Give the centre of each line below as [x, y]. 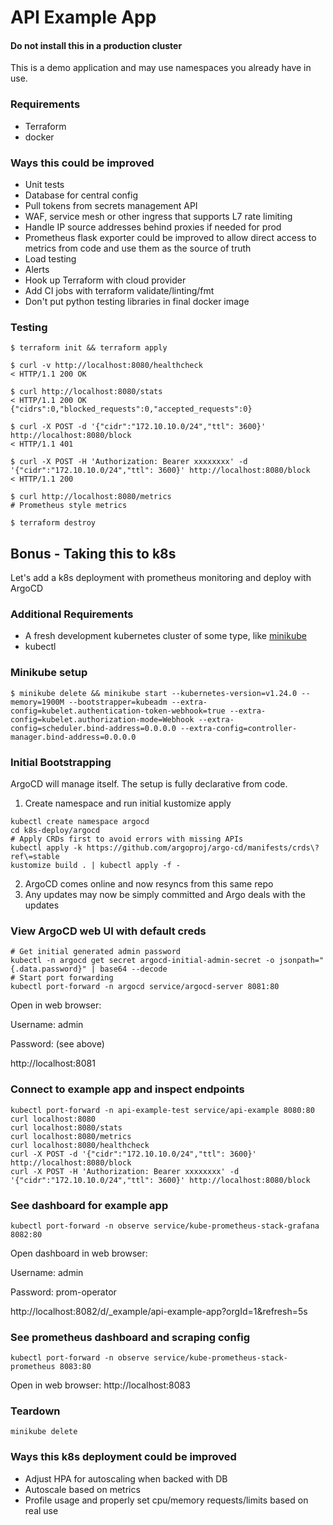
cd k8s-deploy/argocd [55, 830]
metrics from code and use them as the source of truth [138, 248]
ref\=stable [35, 856]
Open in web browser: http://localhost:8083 [100, 1385]
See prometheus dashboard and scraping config [130, 1337]
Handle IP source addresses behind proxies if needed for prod [153, 227]
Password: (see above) [57, 1044]
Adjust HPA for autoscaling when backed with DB [126, 1478]
